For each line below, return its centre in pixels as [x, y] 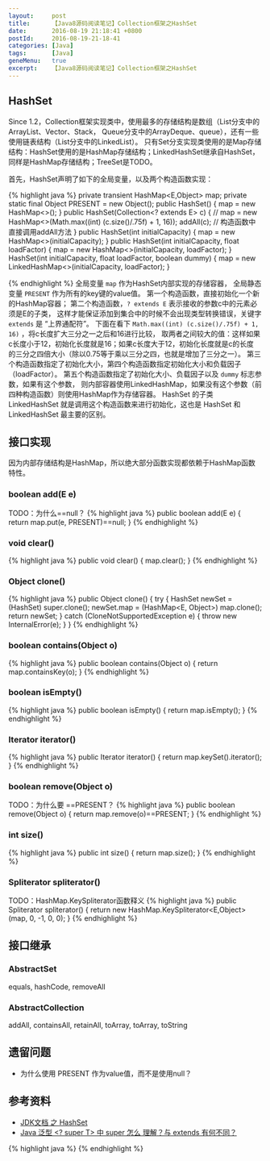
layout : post [37, 16]
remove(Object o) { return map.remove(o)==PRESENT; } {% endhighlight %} [135, 814]
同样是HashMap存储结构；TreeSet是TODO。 [83, 161]
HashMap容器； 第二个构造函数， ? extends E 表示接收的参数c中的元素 [133, 303]
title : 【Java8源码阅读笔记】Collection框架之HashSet [103, 23]
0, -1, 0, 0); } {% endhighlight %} [83, 918]
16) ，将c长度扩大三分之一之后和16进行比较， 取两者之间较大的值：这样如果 [134, 333]
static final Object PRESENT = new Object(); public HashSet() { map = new [132, 203]
